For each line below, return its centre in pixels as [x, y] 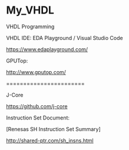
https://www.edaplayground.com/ [47, 49]
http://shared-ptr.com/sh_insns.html [50, 140]
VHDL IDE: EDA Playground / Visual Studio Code [64, 38]
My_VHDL [30, 10]
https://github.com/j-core [37, 106]
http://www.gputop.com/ [36, 72]
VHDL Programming [30, 26]
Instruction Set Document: [38, 118]
